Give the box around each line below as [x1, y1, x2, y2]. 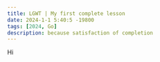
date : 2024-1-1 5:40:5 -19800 [7, 17, 95, 23]
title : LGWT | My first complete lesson [7, 10, 126, 17]
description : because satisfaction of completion [7, 29, 154, 37]
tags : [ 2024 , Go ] [7, 23, 57, 30]
